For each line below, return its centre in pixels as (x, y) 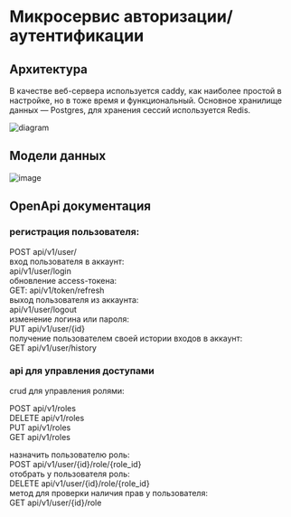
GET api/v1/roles (40, 437)
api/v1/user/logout (43, 309)
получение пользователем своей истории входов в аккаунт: (126, 338)
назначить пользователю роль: (70, 455)
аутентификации (77, 36)
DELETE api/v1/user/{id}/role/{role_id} (80, 483)
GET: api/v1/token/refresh (57, 290)
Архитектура (49, 69)
